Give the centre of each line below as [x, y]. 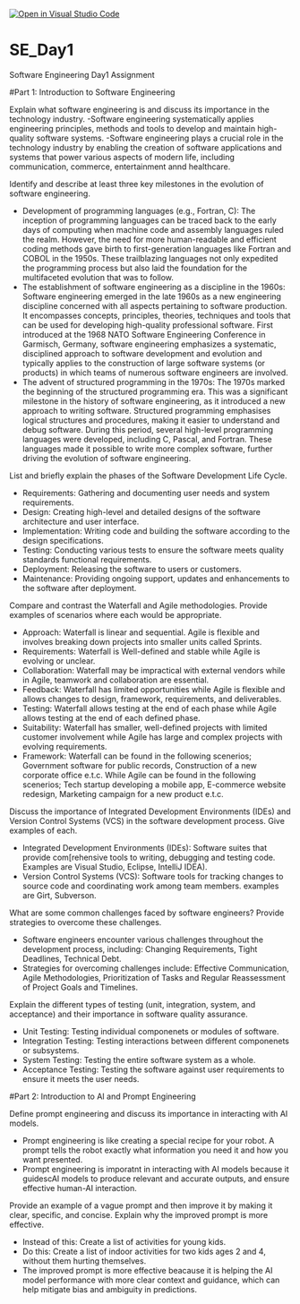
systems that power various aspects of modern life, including [122, 157]
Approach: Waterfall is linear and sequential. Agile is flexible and [141, 632]
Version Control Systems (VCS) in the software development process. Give [147, 820]
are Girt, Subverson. [59, 895]
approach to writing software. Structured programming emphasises [146, 410]
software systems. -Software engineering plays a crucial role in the [160, 138]
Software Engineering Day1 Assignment [82, 74]
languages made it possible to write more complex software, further [147, 449]
